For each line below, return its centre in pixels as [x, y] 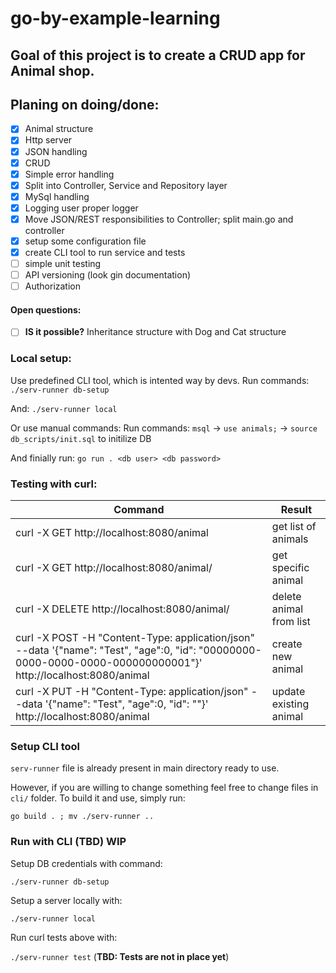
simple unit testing [63, 264]
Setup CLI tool [45, 747]
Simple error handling [69, 174]
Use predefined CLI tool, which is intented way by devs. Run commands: [160, 380]
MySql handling [57, 196]
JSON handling [56, 151]
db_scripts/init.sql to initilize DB [81, 438]
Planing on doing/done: [85, 104]
